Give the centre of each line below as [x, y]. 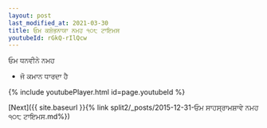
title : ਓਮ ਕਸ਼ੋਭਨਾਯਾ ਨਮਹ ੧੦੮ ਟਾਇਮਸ [64, 30]
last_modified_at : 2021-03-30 [59, 23]
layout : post [30, 16]
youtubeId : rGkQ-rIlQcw [48, 38]
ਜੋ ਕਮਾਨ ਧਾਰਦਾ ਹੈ [44, 76]
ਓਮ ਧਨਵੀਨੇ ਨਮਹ [31, 60]
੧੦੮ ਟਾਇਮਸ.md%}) [39, 117]
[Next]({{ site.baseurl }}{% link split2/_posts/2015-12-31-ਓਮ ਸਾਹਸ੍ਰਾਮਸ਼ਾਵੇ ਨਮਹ [133, 107]
